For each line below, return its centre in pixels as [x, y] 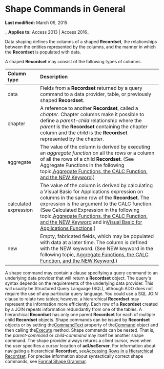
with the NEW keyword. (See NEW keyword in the [97, 248]
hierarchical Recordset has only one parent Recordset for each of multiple [80, 314]
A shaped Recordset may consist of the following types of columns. [73, 61]
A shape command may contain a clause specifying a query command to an [82, 272]
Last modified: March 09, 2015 [36, 23]
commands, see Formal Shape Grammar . [46, 361]
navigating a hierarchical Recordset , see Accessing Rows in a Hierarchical [79, 351]
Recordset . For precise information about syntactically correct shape [74, 356]
